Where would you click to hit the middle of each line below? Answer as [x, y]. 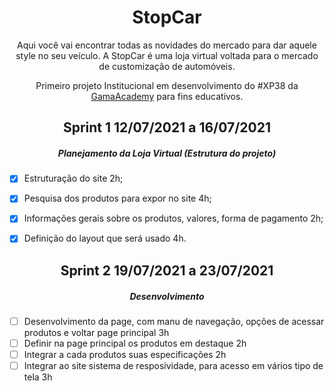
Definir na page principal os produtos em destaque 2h [135, 343]
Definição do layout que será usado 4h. [105, 238]
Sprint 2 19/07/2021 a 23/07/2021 [167, 270]
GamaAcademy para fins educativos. [167, 96]
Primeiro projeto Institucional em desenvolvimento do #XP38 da [167, 85]
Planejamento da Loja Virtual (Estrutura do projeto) [167, 153]
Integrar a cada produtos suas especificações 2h [125, 355]
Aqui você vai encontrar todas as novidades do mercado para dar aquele [167, 45]
